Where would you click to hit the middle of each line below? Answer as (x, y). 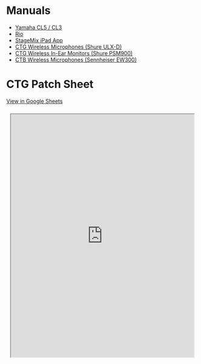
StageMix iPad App (39, 40)
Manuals (28, 11)
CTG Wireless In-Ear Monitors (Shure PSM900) (74, 53)
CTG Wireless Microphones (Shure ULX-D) (68, 47)
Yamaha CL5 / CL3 (38, 27)
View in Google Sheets (35, 101)
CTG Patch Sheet (50, 84)
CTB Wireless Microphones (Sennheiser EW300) (76, 60)
